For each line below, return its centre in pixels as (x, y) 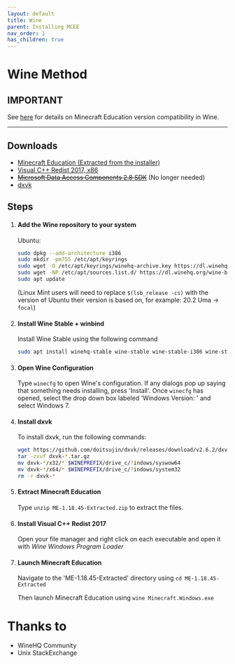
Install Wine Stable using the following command (87, 339)
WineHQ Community (47, 646)
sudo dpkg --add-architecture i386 (69, 253)
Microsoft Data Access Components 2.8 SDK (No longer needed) (111, 177)
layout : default (31, 14)
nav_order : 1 (26, 33)
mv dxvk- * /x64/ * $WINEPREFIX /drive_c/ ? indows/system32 (99, 470)
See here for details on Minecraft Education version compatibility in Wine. (113, 117)
